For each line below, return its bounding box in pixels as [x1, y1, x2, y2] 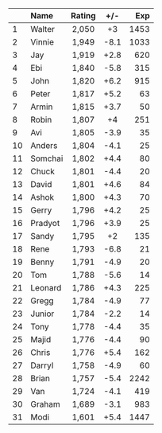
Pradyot [30, 218, 60, 228]
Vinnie [30, 37, 54, 47]
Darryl [30, 360, 54, 371]
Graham [30, 399, 61, 409]
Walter [30, 24, 56, 34]
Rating [71, 10, 97, 21]
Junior [30, 308, 55, 319]
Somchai [30, 153, 64, 164]
